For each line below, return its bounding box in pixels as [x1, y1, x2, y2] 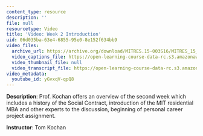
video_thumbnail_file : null [11, 59, 83, 65]
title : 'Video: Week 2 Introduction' [6, 31, 101, 37]
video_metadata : [6, 71, 47, 77]
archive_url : [11, 48, 45, 54]
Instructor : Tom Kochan [6, 124, 66, 131]
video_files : [6, 43, 39, 49]
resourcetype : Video [6, 25, 59, 32]
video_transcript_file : [11, 65, 71, 71]
